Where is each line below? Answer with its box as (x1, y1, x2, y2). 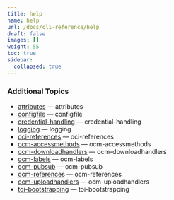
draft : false (7, 30, 46, 37)
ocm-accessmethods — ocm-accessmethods (17, 139, 151, 148)
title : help (7, 10, 42, 18)
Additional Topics (7, 86, 69, 96)
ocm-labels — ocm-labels (17, 155, 93, 163)
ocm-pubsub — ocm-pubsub (17, 162, 103, 170)
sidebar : (7, 57, 33, 64)
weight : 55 (7, 43, 40, 50)
